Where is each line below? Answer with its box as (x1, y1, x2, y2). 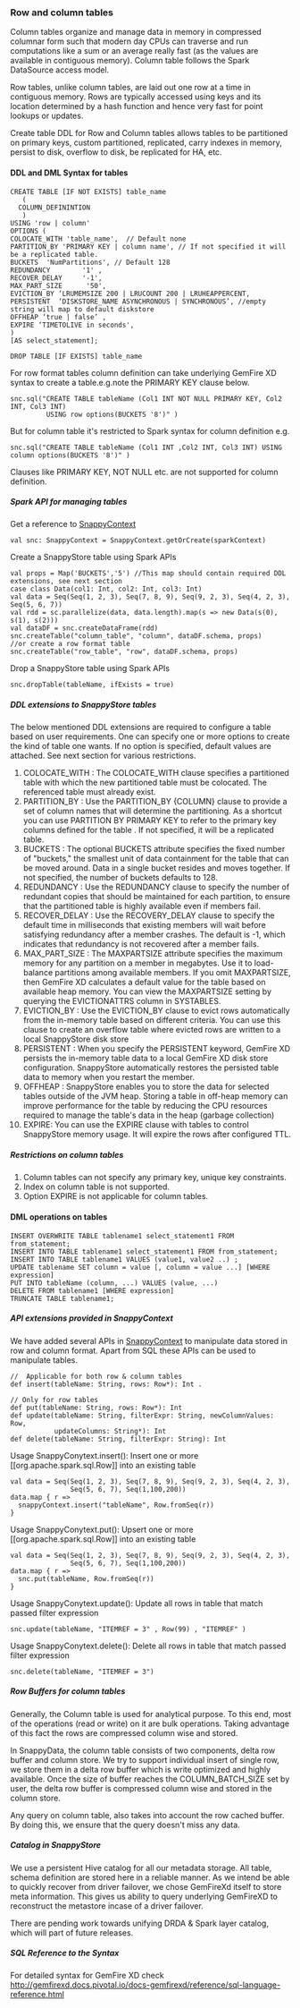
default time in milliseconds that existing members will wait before (22, 920, 266, 931)
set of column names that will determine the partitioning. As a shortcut (22, 805, 282, 816)
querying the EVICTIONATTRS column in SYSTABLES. (22, 996, 221, 1007)
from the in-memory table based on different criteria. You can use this (22, 1015, 281, 1025)
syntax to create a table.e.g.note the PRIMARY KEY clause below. (10, 377, 250, 387)
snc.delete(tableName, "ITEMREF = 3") (10, 1667, 154, 1676)
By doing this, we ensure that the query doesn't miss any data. (10, 1819, 240, 1830)
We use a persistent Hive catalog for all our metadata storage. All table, (10, 1862, 272, 1873)
